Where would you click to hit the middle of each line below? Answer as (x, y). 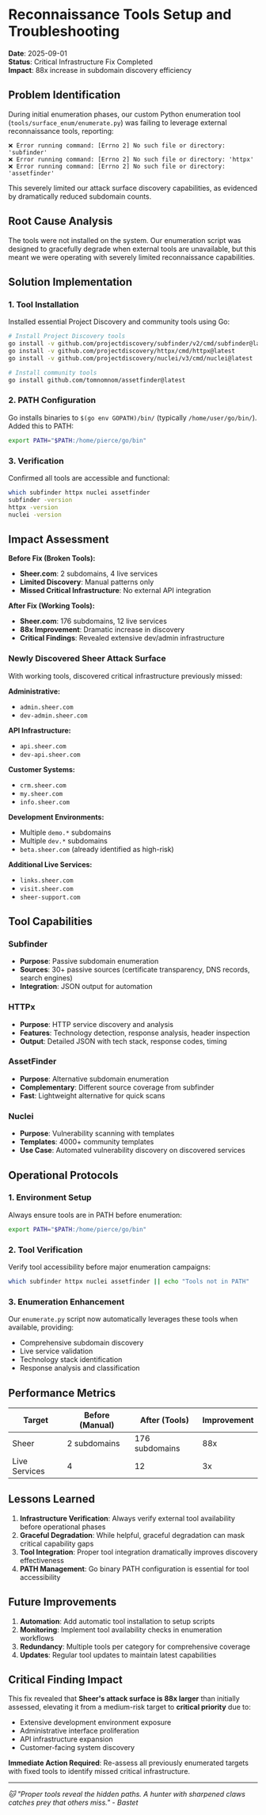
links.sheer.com (46, 881)
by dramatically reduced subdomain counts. (80, 196)
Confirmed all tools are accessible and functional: (89, 478)
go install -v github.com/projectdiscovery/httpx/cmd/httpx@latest (122, 351)
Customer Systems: (42, 769)
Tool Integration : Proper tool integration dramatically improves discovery (139, 1552)
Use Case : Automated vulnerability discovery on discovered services (132, 1151)
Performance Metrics (62, 1393)
